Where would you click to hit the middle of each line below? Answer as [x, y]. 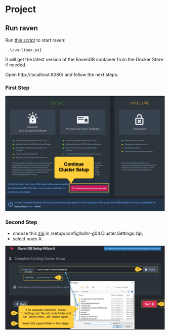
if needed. [16, 65]
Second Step [22, 222]
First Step [17, 88]
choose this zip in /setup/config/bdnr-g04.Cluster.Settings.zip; [78, 233]
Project [21, 9]
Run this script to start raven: [35, 40]
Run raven [22, 28]
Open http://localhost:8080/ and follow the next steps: [62, 75]
